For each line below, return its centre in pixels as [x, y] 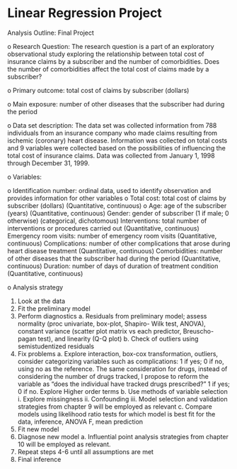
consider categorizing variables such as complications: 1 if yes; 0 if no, [121, 361]
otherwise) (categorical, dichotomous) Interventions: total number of [107, 221]
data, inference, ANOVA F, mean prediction [80, 421]
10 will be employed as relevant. [64, 444]
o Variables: [25, 177]
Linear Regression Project [85, 13]
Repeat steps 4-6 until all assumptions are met [86, 451]
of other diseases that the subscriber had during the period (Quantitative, [114, 258]
